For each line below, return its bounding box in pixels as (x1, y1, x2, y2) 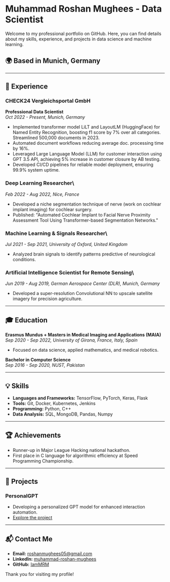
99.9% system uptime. (12, 167, 60, 173)
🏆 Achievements (5, 431, 61, 440)
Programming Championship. (12, 458, 74, 464)
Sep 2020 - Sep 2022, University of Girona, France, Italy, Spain (5, 337, 138, 343)
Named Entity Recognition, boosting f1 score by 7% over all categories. (12, 130, 161, 136)
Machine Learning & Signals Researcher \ (5, 230, 108, 237)
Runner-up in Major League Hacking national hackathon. (12, 447, 131, 453)
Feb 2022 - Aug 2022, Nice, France (5, 191, 79, 197)
